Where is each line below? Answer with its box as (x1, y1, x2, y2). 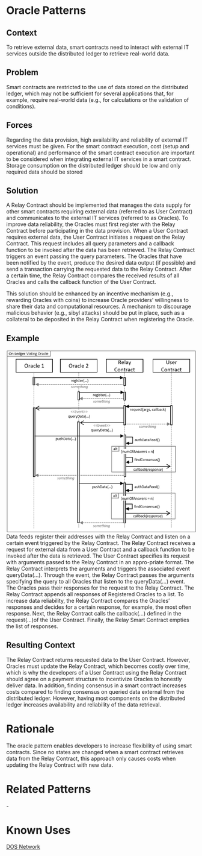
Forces (6, 120, 33, 130)
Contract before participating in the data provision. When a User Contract (6, 227, 188, 234)
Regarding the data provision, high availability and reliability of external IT (6, 136, 188, 143)
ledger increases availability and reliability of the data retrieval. (6, 700, 161, 708)
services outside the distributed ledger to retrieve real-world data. (6, 50, 170, 57)
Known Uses (6, 823, 71, 837)
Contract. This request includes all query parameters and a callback (6, 240, 174, 247)
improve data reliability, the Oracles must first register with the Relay (6, 221, 176, 228)
